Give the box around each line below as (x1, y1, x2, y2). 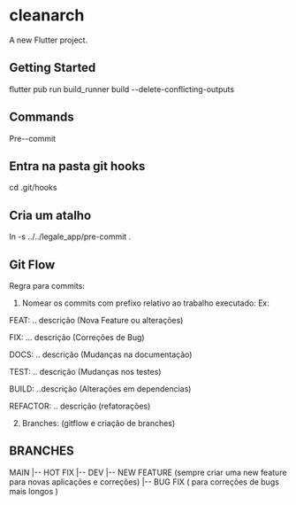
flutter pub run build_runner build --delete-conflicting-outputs (9, 83, 235, 94)
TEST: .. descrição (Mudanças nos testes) (9, 367, 162, 377)
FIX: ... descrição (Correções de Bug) (9, 332, 145, 342)
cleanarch (9, 5, 85, 26)
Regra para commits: (9, 281, 86, 291)
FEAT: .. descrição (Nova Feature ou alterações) (9, 315, 184, 325)
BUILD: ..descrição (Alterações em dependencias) (9, 384, 192, 394)
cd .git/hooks (9, 183, 57, 193)
